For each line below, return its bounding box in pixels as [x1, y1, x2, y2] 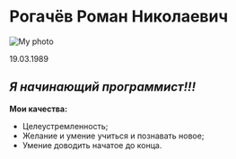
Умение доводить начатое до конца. [22, 139, 162, 150]
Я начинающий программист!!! [9, 79, 197, 95]
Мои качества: [9, 103, 68, 114]
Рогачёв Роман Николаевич [9, 6, 229, 27]
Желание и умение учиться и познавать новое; [22, 130, 205, 141]
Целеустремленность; [22, 120, 109, 131]
